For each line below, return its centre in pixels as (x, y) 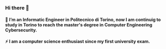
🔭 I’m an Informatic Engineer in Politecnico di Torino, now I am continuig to (83, 20)
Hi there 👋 (17, 8)
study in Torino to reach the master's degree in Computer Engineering (79, 24)
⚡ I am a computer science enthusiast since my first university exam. (78, 42)
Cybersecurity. (21, 30)
